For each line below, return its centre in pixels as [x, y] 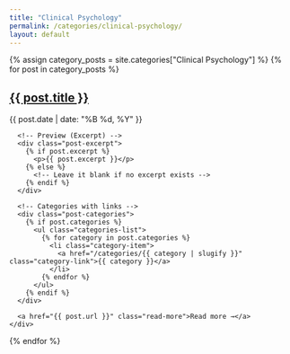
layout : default [40, 34]
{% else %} [46, 167]
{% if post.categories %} [74, 222]
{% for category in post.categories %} [116, 238]
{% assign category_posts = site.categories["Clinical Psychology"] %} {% [146, 60]
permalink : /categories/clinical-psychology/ [96, 26]
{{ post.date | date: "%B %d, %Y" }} [76, 119]
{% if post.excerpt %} [68, 152]
